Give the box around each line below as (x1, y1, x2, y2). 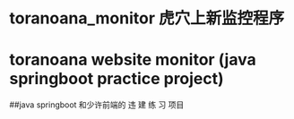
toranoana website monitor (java (9, 50, 257, 70)
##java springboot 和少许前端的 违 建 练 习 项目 (9, 99, 185, 110)
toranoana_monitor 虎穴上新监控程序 (9, 8, 285, 29)
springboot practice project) (9, 69, 224, 89)
